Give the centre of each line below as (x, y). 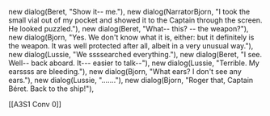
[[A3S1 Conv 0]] (35, 104)
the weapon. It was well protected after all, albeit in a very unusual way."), (131, 46)
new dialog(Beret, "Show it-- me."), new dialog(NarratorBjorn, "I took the (129, 12)
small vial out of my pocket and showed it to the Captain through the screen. (135, 20)
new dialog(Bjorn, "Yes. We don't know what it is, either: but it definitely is (131, 37)
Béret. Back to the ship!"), (51, 89)
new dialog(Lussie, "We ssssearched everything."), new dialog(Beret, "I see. (135, 54)
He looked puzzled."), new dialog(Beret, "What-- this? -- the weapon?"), (129, 29)
